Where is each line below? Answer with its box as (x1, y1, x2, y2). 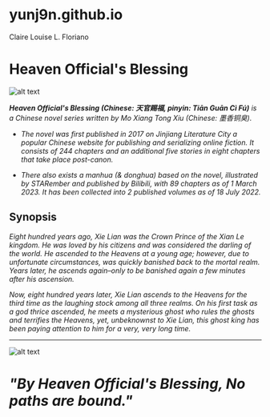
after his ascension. (9, 274, 75, 283)
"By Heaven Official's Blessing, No (9, 375, 246, 393)
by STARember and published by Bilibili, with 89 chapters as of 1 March (20, 178, 257, 188)
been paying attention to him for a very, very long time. (9, 323, 191, 333)
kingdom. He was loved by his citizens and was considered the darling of (9, 240, 252, 250)
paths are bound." (9, 391, 133, 410)
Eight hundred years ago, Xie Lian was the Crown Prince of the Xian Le (9, 231, 244, 241)
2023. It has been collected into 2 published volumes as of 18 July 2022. (20, 186, 261, 197)
